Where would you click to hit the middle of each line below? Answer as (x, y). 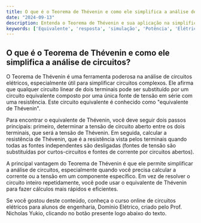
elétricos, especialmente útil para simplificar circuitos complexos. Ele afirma (100, 83)
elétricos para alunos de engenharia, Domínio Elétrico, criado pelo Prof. (94, 207)
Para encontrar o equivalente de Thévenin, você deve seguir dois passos (96, 120)
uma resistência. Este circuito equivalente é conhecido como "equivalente (97, 102)
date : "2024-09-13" (31, 17)
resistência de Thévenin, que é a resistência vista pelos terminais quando (97, 139)
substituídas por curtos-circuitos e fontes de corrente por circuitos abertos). (100, 152)
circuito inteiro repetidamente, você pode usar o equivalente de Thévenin (97, 183)
